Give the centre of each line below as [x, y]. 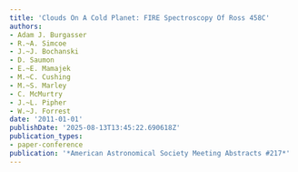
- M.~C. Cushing [40, 77]
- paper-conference [46, 145]
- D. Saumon [32, 60]
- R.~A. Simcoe [38, 43]
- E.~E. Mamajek [40, 69]
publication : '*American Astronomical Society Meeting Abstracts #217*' [150, 153]
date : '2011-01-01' [46, 119]
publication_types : [46, 137]
